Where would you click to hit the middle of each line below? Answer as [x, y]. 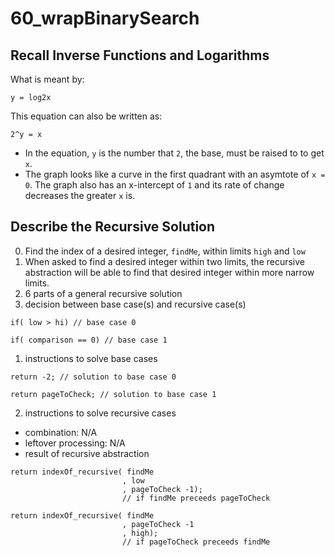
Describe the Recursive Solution [113, 227]
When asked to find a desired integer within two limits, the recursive [165, 261]
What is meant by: [47, 79]
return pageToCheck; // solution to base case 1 [113, 394]
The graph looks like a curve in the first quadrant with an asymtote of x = [175, 174]
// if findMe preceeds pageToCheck [196, 498]
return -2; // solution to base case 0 [93, 377]
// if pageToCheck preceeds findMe [196, 542]
